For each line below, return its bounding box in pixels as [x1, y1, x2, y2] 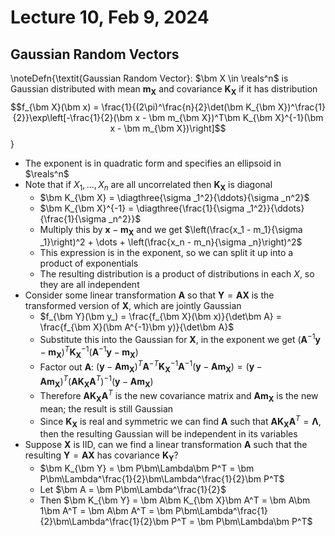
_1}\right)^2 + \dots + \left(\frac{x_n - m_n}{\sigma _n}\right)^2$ [39, 236, 303, 248]
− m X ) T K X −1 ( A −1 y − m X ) [39, 344, 139, 360]
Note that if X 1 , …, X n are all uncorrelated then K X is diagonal [24, 178, 273, 193]
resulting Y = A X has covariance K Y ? [24, 449, 179, 464]
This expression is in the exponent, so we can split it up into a [39, 247, 294, 259]
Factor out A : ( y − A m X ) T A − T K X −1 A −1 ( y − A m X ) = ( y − [39, 359, 263, 375]
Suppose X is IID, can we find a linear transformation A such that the [24, 439, 308, 451]
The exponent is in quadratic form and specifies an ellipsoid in [24, 157, 282, 169]
